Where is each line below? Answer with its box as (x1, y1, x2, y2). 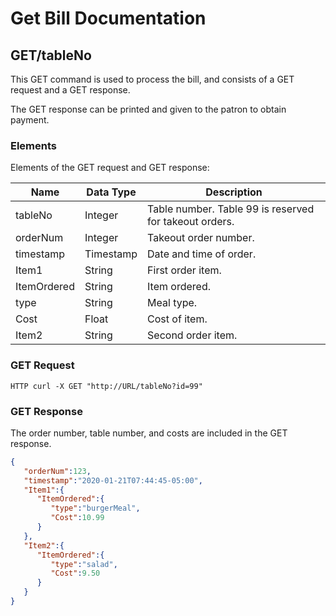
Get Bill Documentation (10, 7, 207, 30)
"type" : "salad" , (50, 559, 118, 569)
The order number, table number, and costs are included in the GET (10, 427, 288, 439)
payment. (10, 114, 50, 126)
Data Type (86, 185, 137, 199)
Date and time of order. (147, 247, 257, 261)
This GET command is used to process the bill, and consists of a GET (10, 73, 295, 85)
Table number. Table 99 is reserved (147, 202, 315, 216)
